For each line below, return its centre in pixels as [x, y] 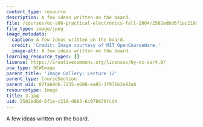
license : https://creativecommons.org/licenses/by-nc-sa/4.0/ [86, 62]
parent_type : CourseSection [42, 79]
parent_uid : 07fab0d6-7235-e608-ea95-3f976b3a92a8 [71, 85]
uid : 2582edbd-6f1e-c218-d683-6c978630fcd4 [62, 101]
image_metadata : [27, 34]
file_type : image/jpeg [35, 29]
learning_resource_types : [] [43, 57]
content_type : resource [36, 12]
